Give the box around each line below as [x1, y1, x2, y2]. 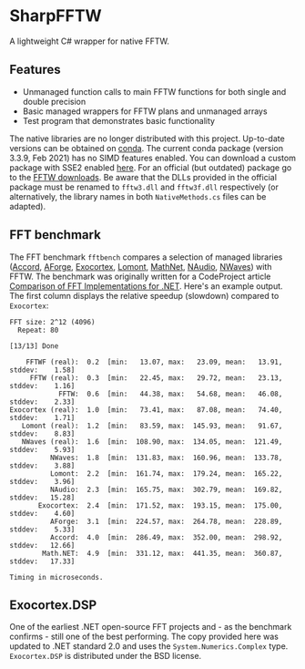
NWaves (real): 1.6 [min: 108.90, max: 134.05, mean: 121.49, [21, 437, 283, 447]
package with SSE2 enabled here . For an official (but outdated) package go [9, 161, 292, 173]
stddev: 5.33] [9, 525, 76, 534]
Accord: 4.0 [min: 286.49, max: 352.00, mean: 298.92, [49, 532, 283, 542]
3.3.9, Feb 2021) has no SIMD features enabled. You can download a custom [9, 152, 296, 163]
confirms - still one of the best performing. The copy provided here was [9, 631, 280, 643]
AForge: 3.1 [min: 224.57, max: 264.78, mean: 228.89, [49, 517, 283, 526]
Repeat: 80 [17, 325, 59, 334]
